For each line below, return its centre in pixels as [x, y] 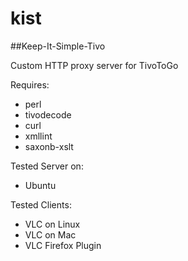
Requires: [30, 84]
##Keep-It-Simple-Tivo [58, 46]
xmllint [38, 136]
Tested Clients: [41, 204]
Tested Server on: [47, 166]
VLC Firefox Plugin [63, 245]
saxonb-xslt [49, 146]
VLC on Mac [50, 234]
